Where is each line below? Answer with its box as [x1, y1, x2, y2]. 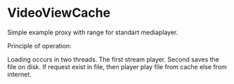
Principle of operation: [7, 41, 72, 50]
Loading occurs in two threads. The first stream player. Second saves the [7, 55, 219, 64]
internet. [7, 70, 32, 78]
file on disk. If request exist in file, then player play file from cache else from [7, 62, 227, 71]
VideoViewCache [7, 5, 111, 21]
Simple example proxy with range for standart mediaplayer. [7, 28, 178, 36]
